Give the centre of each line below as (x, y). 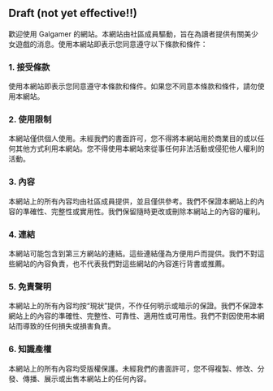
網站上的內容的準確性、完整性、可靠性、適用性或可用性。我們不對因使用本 (133, 316)
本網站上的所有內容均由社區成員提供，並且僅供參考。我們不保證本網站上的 (133, 201)
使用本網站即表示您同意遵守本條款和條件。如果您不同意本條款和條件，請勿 (133, 86)
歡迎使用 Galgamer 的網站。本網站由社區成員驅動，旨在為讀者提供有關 (126, 34)
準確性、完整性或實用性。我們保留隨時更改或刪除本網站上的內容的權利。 (143, 211)
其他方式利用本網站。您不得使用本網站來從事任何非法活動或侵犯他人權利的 (140, 148)
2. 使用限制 (30, 119)
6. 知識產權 (30, 350)
